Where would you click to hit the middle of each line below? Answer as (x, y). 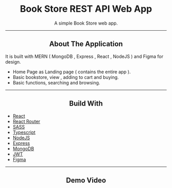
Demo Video (86, 180)
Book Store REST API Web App (86, 9)
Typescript (24, 132)
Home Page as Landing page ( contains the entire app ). (72, 72)
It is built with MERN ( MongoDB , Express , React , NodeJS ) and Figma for (84, 56)
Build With (86, 104)
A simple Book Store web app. (86, 23)
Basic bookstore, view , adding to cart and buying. (66, 77)
